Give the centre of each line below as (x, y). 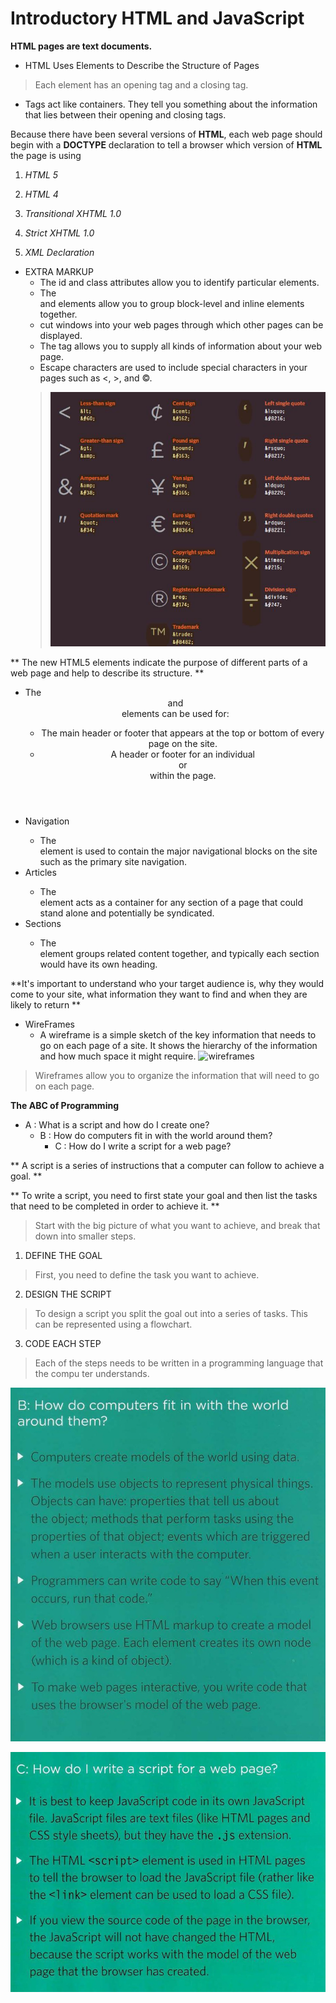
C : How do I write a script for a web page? (143, 1146)
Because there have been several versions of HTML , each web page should (166, 134)
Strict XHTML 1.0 (59, 233)
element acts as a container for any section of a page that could (171, 902)
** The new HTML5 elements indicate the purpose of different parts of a (159, 662)
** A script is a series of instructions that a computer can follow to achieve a (167, 1165)
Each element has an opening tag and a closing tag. (141, 84)
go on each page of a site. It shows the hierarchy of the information (178, 1045)
